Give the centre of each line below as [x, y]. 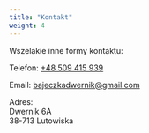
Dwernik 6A [30, 111]
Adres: [21, 101]
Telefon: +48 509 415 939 [56, 68]
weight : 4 [27, 26]
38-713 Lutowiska [41, 121]
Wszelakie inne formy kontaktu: [66, 50]
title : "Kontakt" [41, 17]
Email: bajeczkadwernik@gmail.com [74, 85]
